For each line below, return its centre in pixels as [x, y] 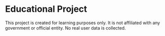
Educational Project [46, 9]
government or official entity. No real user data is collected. [65, 28]
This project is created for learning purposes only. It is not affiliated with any [83, 23]
